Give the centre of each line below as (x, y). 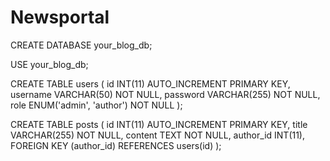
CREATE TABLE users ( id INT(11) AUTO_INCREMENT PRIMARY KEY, (150, 83)
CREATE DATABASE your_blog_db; (81, 45)
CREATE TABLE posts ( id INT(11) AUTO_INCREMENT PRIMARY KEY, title (159, 124)
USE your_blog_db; (49, 64)
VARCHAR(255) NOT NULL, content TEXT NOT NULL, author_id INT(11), (158, 135)
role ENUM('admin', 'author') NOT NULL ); (96, 105)
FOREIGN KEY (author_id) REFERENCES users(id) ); (116, 145)
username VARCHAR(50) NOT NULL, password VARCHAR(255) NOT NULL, (165, 94)
